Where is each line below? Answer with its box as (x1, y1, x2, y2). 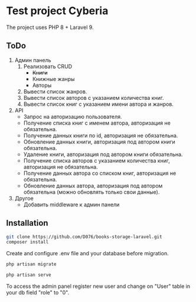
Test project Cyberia (6, 4, 109, 18)
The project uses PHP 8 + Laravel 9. (6, 24, 94, 31)
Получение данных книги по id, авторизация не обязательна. (23, 132, 178, 139)
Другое (14, 194, 34, 202)
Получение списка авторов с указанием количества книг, (23, 157, 170, 164)
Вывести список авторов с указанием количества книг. (23, 94, 164, 101)
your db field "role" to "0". (6, 289, 70, 296)
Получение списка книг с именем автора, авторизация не (23, 119, 171, 126)
